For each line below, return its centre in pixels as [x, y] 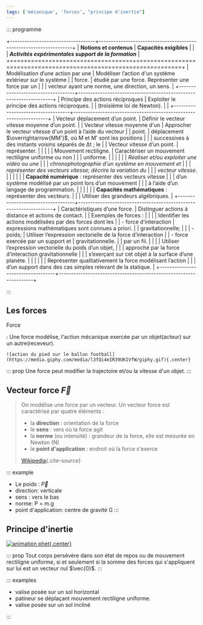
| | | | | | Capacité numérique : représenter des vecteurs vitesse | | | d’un [97, 176]
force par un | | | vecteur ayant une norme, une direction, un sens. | [90, 86]
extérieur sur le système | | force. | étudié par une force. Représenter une [98, 80]
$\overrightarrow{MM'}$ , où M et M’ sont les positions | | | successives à [98, 138]
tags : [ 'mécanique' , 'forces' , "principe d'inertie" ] [76, 12]
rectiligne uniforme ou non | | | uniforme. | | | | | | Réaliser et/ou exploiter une [101, 157]
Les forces [27, 311]
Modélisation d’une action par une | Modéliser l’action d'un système [91, 73]
